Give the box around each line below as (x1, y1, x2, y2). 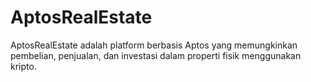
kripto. (10, 60, 37, 72)
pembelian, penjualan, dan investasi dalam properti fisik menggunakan (10, 49, 302, 61)
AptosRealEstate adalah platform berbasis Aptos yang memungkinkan (10, 39, 298, 51)
